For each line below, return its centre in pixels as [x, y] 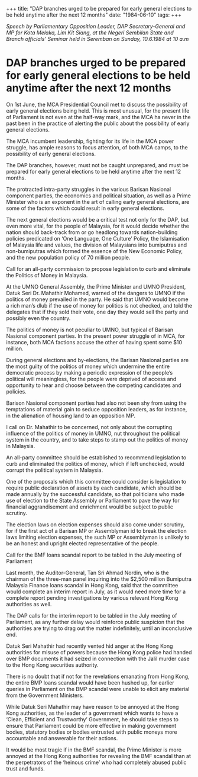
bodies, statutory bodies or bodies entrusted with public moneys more [92, 732]
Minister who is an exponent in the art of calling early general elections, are [98, 202]
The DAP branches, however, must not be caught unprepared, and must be [98, 165]
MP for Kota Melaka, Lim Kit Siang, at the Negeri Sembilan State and [90, 33]
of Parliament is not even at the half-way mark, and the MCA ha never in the [98, 117]
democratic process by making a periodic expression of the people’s [90, 372]
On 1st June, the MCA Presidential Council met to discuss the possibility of [97, 104]
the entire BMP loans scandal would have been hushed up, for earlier [90, 682]
